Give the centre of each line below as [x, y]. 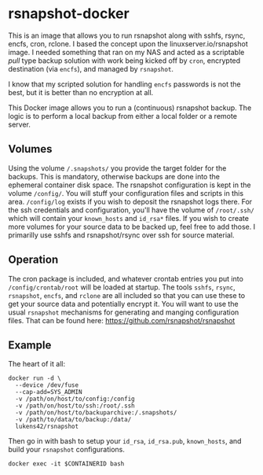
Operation [33, 260]
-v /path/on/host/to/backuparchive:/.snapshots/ [96, 413]
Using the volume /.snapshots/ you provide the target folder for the [117, 168]
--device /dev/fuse [47, 385]
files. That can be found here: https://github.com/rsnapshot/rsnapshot [122, 320]
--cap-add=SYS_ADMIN [49, 392]
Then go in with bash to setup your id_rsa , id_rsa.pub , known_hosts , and [125, 441]
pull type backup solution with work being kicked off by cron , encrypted [124, 61]
